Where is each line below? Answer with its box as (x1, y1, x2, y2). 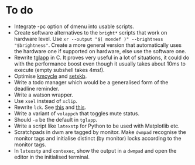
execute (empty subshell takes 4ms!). (13, 66, 105, 73)
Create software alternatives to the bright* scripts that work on (13, 29, 167, 36)
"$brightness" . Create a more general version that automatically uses (13, 42, 182, 49)
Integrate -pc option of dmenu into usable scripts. (13, 23, 134, 30)
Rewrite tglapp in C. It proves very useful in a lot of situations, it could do (13, 54, 190, 61)
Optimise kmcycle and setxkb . (13, 73, 87, 80)
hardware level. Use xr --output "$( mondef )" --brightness (13, 35, 163, 42)
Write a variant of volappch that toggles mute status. (13, 109, 140, 117)
